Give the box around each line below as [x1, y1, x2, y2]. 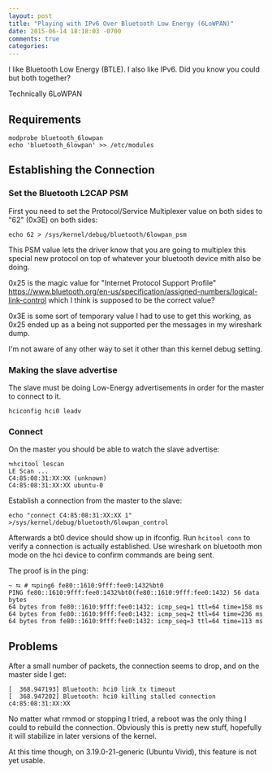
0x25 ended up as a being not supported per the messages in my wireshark [8, 319, 262, 330]
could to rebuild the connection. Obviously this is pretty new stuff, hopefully [8, 723, 262, 732]
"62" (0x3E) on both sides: [8, 215, 98, 225]
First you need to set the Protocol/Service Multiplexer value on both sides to [8, 206, 263, 216]
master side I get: [8, 670, 67, 679]
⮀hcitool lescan [8, 461, 65, 469]
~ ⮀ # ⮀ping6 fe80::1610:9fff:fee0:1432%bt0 [8, 582, 164, 590]
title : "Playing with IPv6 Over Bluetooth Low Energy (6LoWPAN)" [8, 20, 234, 28]
